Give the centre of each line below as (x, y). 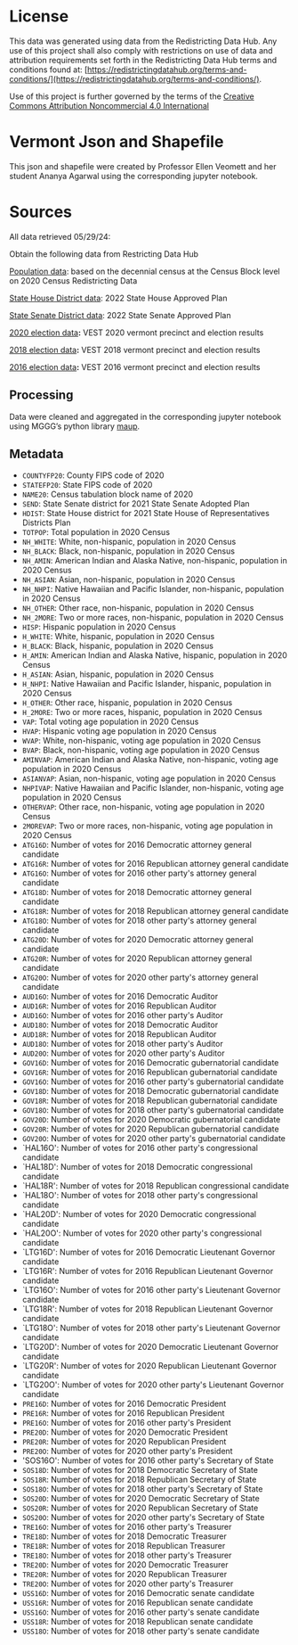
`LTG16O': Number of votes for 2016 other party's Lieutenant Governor (151, 1290)
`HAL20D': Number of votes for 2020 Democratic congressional (139, 1214)
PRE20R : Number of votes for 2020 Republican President (124, 1442)
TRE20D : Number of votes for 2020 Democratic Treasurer (125, 1565)
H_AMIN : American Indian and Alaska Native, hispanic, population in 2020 (154, 655)
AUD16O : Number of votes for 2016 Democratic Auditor (120, 997)
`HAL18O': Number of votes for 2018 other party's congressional (140, 1196)
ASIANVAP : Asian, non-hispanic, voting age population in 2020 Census (149, 778)
